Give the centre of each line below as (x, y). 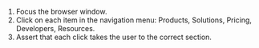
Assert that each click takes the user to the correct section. (114, 37)
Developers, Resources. (55, 28)
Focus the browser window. (61, 12)
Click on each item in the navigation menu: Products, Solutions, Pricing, (134, 20)
